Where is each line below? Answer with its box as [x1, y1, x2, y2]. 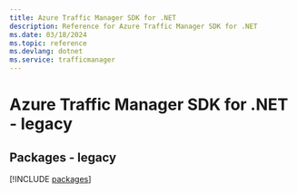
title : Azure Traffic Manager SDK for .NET [9, 13, 177, 23]
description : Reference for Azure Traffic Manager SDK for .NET [9, 22, 258, 31]
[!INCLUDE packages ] [9, 174, 92, 184]
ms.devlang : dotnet [9, 47, 84, 56]
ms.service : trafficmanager [9, 55, 116, 64]
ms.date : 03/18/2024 [9, 30, 88, 39]
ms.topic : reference [9, 38, 88, 48]
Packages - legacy [9, 150, 116, 165]
